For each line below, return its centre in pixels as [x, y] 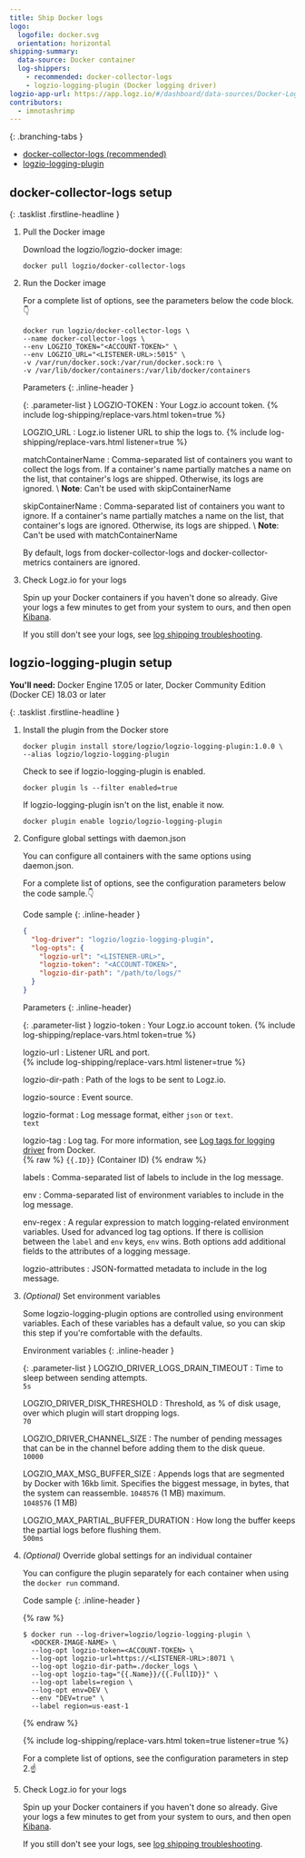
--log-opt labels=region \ [82, 1682]
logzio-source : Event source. [78, 1097]
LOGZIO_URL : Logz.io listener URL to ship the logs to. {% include [145, 432]
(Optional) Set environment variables [91, 1296]
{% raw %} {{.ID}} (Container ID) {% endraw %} [114, 1159]
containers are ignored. [97, 562]
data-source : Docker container [77, 60]
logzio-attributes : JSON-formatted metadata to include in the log [145, 1268]
